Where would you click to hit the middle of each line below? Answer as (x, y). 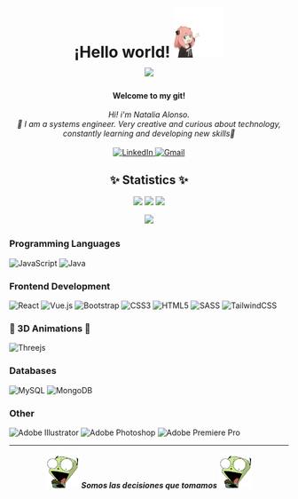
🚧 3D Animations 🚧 (50, 329)
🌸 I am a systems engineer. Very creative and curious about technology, (149, 123)
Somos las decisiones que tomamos (149, 486)
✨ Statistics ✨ (149, 180)
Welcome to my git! (149, 95)
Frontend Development (60, 286)
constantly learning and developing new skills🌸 (149, 133)
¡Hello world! (122, 52)
